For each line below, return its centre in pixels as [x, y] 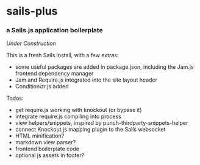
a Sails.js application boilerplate [55, 30]
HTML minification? [40, 136]
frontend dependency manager [54, 74]
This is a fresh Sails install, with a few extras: [62, 55]
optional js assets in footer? [50, 155]
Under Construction [31, 43]
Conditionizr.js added [42, 86]
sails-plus [32, 11]
